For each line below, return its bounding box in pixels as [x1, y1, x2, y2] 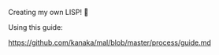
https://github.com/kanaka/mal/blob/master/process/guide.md [8, 38, 211, 47]
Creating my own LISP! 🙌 [8, 8, 89, 16]
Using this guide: [8, 23, 63, 31]
